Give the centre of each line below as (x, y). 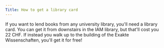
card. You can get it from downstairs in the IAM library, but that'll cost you (82, 29)
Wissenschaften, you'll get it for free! (44, 40)
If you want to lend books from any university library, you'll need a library (81, 24)
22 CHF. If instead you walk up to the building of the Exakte (67, 34)
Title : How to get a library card (42, 10)
